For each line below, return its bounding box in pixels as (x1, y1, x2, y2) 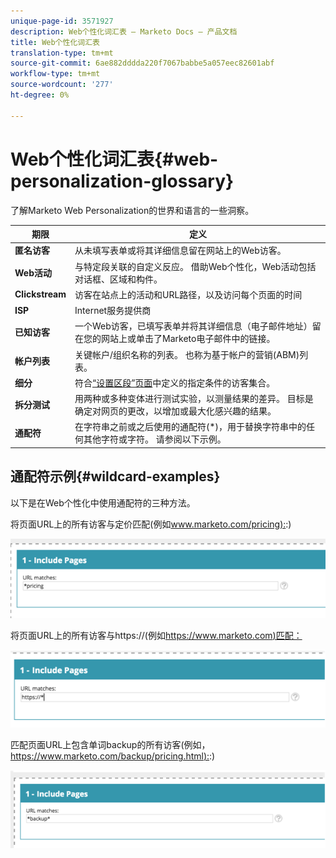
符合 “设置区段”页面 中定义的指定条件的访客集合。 (74, 376, 276, 389)
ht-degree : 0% (10, 90, 70, 100)
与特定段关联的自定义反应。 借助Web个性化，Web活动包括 (74, 260, 317, 272)
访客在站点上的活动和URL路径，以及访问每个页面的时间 (74, 288, 303, 300)
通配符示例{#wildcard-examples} (10, 468, 221, 485)
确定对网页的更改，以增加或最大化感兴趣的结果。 (74, 405, 277, 417)
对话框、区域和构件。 (74, 273, 163, 285)
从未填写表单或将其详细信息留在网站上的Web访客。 (74, 245, 287, 257)
